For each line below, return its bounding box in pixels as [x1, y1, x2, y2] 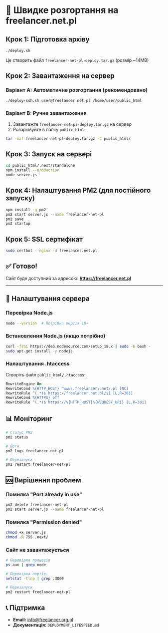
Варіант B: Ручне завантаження [5, 110, 87, 117]
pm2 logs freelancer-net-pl [5, 448, 64, 453]
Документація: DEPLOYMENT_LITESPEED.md [12, 622, 99, 628]
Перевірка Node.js [5, 310, 53, 316]
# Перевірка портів [5, 571, 46, 576]
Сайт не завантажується [5, 546, 69, 553]
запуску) [5, 194, 35, 203]
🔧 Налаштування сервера [5, 295, 90, 303]
